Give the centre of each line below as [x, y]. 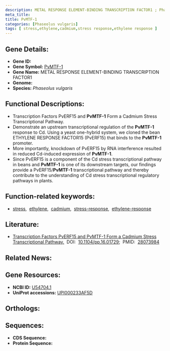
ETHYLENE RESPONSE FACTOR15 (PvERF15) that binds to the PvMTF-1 [87, 137]
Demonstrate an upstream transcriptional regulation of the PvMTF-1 [83, 127]
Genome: [23, 83]
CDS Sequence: [30, 338]
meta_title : [18, 15]
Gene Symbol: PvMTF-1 [38, 67]
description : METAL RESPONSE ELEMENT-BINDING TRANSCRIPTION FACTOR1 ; [81, 10]
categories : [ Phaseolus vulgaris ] [42, 24]
